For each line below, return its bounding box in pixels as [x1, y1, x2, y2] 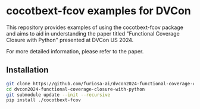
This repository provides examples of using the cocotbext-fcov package [6, 24, 183, 31]
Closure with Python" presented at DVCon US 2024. [6, 36, 134, 43]
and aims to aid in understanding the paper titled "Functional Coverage [6, 30, 180, 37]
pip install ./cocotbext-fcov [6, 97, 82, 103]
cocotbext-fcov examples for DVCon [6, 4, 192, 18]
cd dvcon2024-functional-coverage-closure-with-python [6, 86, 145, 92]
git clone [6, 81, 31, 86]
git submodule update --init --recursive [6, 92, 111, 98]
